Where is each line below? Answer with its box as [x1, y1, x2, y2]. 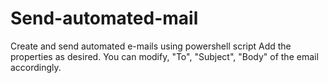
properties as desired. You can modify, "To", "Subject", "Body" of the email [10, 50, 319, 62]
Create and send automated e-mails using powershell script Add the [10, 40, 292, 52]
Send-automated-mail [10, 7, 199, 30]
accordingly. [10, 61, 62, 73]
